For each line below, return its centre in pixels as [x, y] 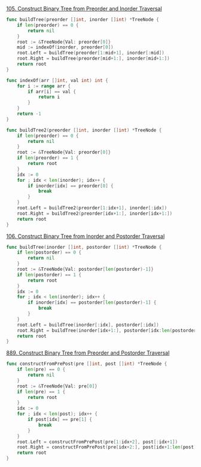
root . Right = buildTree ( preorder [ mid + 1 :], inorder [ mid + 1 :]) [93, 59]
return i [49, 97]
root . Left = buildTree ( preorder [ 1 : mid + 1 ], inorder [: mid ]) [91, 53]
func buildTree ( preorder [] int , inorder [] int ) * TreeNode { [83, 20]
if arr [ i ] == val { [52, 91]
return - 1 [29, 114]
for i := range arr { [44, 86]
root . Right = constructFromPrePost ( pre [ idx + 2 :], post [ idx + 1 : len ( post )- [108, 447]
